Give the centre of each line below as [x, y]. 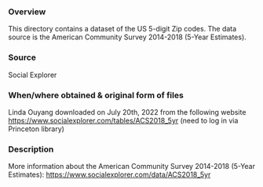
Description [31, 149]
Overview [27, 12]
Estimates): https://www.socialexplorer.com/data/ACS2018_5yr [110, 174]
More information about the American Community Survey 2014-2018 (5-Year [131, 167]
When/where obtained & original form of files [96, 95]
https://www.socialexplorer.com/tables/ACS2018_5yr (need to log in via [123, 120]
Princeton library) [37, 129]
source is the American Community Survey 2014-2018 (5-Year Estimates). [128, 37]
